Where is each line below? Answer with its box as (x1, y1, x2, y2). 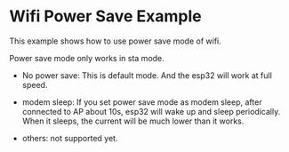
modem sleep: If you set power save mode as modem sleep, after (21, 96, 262, 108)
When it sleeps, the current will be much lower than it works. (21, 116, 245, 126)
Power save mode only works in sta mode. (9, 52, 165, 63)
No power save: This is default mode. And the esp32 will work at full (21, 69, 273, 81)
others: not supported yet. (21, 132, 118, 143)
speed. (21, 79, 48, 90)
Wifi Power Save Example (9, 6, 202, 27)
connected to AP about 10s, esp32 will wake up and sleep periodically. (21, 106, 281, 116)
